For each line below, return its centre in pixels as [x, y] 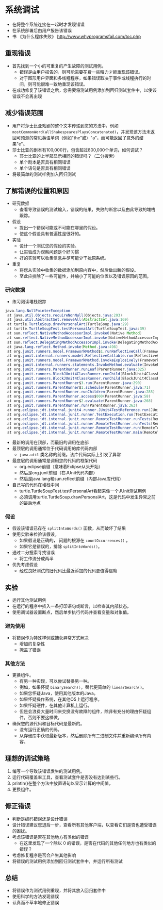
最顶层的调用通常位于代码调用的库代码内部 [55, 448]
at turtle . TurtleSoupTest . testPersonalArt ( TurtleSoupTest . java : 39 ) [77, 329]
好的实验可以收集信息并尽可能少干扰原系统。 [64, 258]
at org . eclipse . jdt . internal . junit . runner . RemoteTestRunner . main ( [76, 432]
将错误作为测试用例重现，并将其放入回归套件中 [59, 891]
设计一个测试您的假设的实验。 [49, 246]
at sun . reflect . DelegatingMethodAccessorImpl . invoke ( [63, 342]
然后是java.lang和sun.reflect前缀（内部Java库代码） [71, 479]
